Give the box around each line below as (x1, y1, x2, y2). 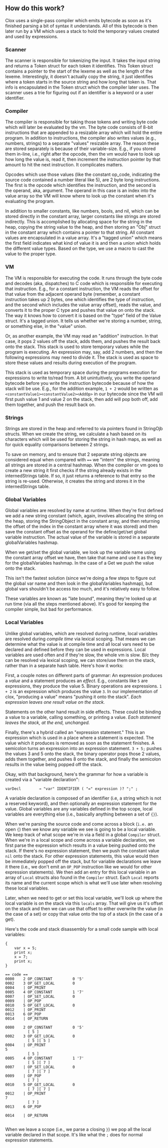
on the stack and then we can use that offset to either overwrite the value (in (5, 905, 163, 911)
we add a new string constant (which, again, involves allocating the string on (5, 513, 163, 519)
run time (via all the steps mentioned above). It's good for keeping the (5, 601, 149, 607)
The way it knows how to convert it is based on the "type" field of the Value (5, 312, 161, 318)
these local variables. (5, 885, 49, 891)
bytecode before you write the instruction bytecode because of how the (5, 380, 154, 386)
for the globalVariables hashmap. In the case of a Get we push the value (5, 560, 154, 566)
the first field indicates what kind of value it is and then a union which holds (5, 240, 161, 246)
